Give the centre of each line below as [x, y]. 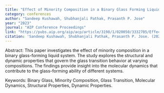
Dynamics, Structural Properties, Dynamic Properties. [59, 85]
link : [10, 32]
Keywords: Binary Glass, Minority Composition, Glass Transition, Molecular [80, 80]
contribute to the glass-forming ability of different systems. [64, 71]
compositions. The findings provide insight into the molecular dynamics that [81, 65]
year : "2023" [18, 23]
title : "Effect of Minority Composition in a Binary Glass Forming [75, 9]
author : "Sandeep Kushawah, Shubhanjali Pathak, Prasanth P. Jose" [75, 18]
